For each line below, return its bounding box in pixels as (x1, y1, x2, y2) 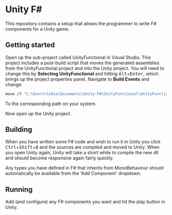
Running (5, 185, 33, 194)
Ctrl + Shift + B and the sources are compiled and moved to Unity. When (5, 144, 160, 150)
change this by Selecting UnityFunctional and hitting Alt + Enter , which (5, 70, 159, 77)
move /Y (5, 91, 22, 97)
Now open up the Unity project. (5, 110, 72, 116)
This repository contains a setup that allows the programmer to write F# (5, 20, 157, 27)
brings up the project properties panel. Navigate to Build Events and (5, 76, 149, 82)
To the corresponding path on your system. (5, 101, 97, 107)
